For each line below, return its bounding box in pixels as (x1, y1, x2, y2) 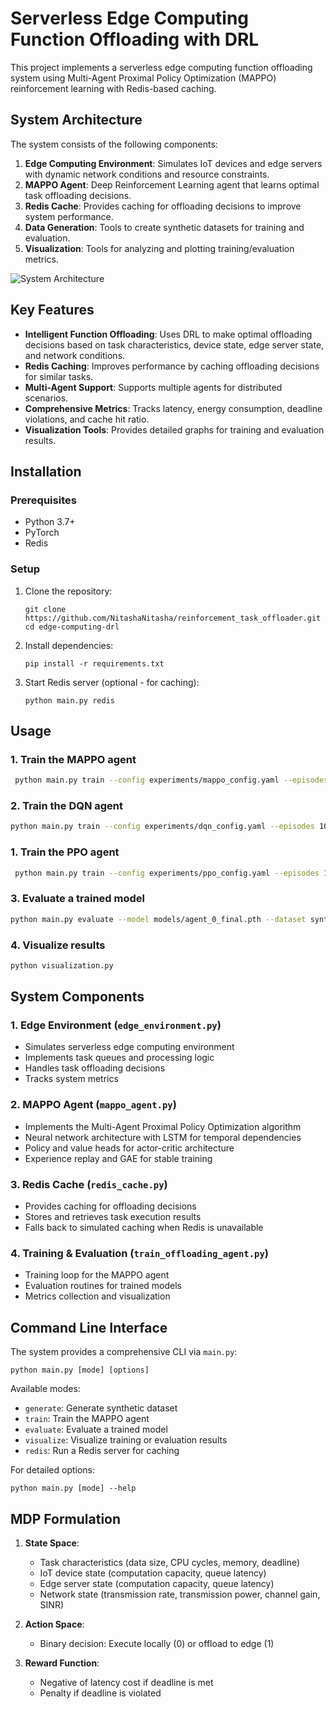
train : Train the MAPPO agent (24, 1413, 150, 1425)
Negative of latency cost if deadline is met (39, 1677, 214, 1688)
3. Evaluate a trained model (10, 892, 146, 906)
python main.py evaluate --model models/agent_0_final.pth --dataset (10, 914, 307, 924)
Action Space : (24, 1618, 85, 1630)
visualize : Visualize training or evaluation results (24, 1434, 228, 1446)
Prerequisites (10, 493, 77, 507)
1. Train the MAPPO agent (10, 752, 137, 766)
